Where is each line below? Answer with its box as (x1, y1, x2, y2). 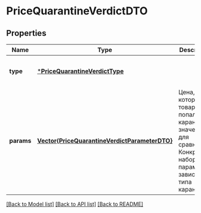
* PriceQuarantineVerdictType (36, 67, 124, 75)
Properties (6, 28, 47, 38)
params (9, 136, 32, 145)
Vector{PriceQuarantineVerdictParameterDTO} (36, 136, 173, 145)
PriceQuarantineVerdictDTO (6, 4, 148, 18)
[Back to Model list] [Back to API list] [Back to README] (6, 200, 144, 208)
